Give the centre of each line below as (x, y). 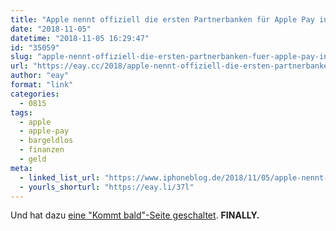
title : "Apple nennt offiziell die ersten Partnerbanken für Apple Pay (162, 19)
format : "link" (42, 85)
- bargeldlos (46, 141)
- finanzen (42, 150)
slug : (21, 57)
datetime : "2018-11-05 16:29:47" (80, 38)
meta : (21, 168)
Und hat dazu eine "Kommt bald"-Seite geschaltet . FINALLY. (135, 215)
